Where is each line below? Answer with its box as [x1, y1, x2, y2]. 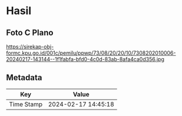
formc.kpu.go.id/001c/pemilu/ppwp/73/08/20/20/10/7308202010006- [6, 49, 176, 57]
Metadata [6, 72, 42, 83]
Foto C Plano [6, 28, 54, 38]
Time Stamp [9, 100, 43, 108]
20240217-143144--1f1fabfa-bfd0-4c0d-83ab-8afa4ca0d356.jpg [6, 56, 165, 62]
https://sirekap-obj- [6, 43, 54, 50]
